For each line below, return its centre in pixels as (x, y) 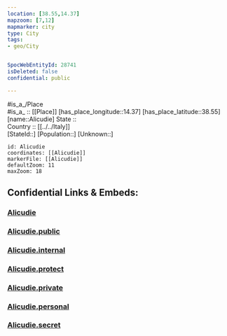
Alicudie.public (34, 231)
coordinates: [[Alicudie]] (47, 153)
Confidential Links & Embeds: (73, 193)
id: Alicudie (26, 147)
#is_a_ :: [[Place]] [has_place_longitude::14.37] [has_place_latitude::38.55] (114, 111)
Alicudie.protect (36, 269)
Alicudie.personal (38, 307)
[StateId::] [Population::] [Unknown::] (60, 134)
